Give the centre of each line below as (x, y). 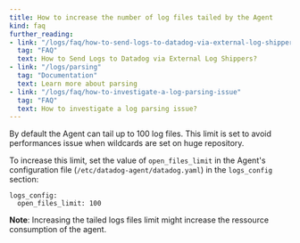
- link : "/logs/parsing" (55, 68)
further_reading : (42, 34)
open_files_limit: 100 (59, 204)
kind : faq (28, 26)
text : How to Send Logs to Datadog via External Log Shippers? (137, 59)
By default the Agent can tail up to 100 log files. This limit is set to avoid (141, 134)
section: (24, 180)
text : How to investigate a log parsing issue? (108, 109)
